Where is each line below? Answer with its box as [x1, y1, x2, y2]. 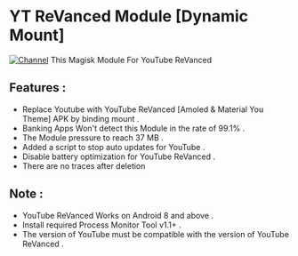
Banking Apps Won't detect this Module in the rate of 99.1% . [21, 123, 246, 133]
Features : [9, 80, 67, 95]
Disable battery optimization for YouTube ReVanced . [21, 151, 216, 162]
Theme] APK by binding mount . [21, 113, 140, 124]
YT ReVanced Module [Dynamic [9, 6, 249, 27]
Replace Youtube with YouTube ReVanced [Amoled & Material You [21, 104, 264, 115]
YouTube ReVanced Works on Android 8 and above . [21, 210, 214, 220]
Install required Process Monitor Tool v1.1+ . [21, 220, 181, 230]
